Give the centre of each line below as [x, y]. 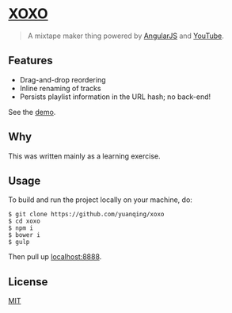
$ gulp [19, 242]
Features [30, 61]
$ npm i [21, 228]
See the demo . [32, 112]
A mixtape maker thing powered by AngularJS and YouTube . [126, 36]
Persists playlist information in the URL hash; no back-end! [115, 97]
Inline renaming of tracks [60, 88]
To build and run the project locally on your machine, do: [100, 200]
